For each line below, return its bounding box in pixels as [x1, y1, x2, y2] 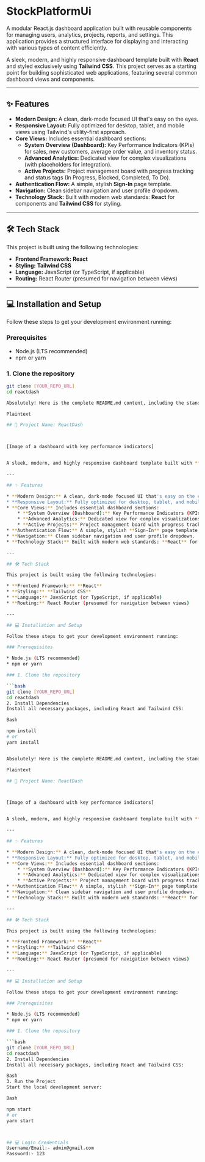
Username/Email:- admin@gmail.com [6, 1145, 95, 1152]
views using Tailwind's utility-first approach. [15, 128, 126, 135]
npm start [6, 1106, 32, 1112]
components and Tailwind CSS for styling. [15, 200, 122, 207]
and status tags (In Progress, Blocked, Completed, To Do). [24, 173, 171, 181]
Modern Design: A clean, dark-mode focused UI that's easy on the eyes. [15, 115, 199, 122]
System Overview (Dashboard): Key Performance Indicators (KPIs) [24, 141, 195, 148]
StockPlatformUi [6, 4, 92, 18]
